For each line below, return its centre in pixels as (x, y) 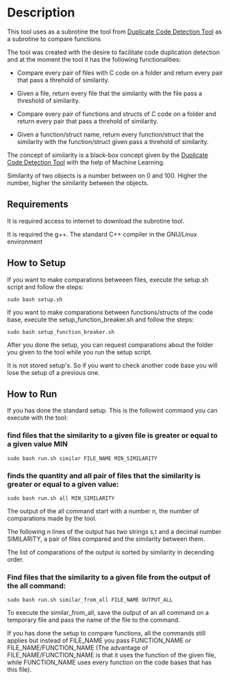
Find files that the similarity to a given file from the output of (109, 577)
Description (41, 13)
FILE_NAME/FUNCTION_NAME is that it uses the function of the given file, (112, 655)
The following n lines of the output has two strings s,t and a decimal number (114, 531)
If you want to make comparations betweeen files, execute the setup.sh (108, 280)
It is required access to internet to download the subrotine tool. (96, 221)
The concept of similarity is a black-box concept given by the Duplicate (108, 155)
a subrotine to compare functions (54, 38)
